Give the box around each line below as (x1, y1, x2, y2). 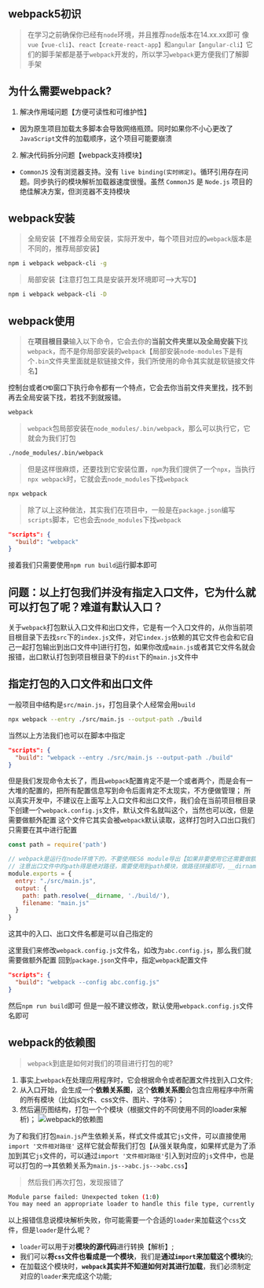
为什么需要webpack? (8, 85, 112, 98)
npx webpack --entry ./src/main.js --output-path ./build (8, 715, 202, 723)
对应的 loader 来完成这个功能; (19, 1271, 112, 1281)
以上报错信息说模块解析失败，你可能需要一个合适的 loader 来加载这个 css (8, 1216, 240, 1225)
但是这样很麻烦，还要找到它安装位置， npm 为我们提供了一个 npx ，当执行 (27, 464, 255, 473)
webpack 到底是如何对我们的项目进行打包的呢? (27, 1058, 174, 1068)
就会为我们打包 (27, 433, 76, 443)
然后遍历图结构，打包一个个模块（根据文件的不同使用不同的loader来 (19, 1104, 240, 1114)
